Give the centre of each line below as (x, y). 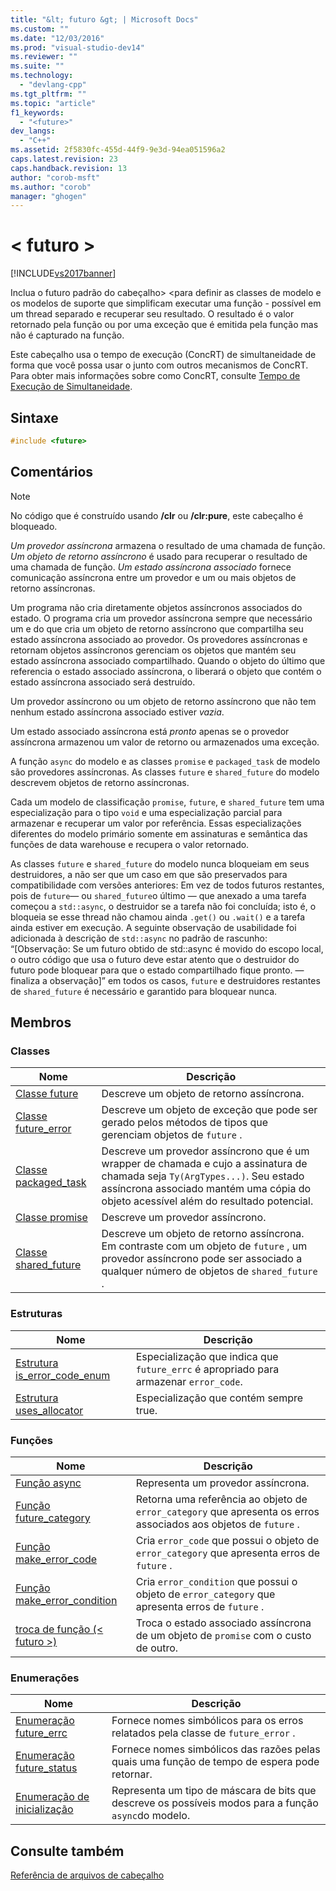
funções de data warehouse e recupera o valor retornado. (130, 844)
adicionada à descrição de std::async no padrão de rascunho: (139, 938)
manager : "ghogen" (48, 196)
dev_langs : (33, 131)
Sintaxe (34, 417)
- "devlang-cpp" (53, 85)
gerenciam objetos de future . (172, 1135)
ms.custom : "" (40, 29)
